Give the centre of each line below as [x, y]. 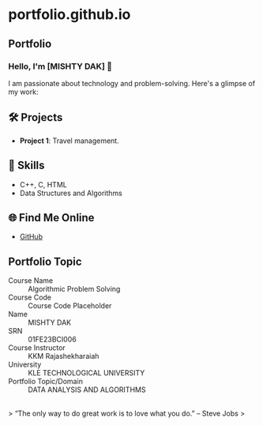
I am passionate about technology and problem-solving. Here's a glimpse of [131, 83]
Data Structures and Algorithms [71, 193]
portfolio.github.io [70, 15]
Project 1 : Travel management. [70, 141]
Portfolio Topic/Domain [45, 382]
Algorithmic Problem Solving [74, 289]
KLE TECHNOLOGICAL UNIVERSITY [86, 373]
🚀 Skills [26, 166]
